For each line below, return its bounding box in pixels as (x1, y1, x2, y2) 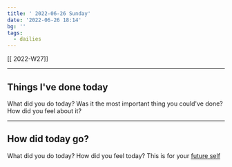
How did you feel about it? (7, 106, 81, 115)
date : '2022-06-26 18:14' (7, 17, 81, 23)
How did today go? (7, 133, 90, 145)
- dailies (13, 36, 41, 43)
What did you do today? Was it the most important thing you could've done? (7, 99, 223, 108)
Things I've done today (7, 81, 108, 93)
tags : (7, 29, 23, 37)
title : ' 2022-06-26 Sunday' (7, 10, 91, 17)
